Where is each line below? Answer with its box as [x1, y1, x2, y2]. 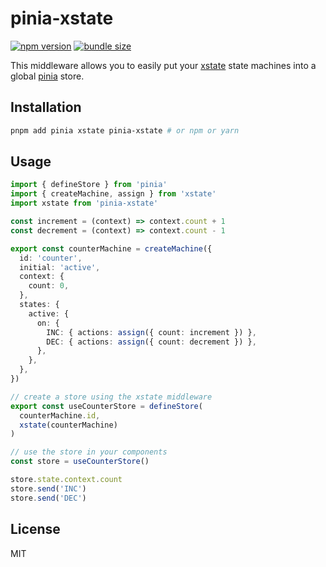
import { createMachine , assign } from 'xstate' [10, 189, 217, 199]
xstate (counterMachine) [19, 420, 118, 430]
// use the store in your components [10, 447, 168, 457]
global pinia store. [10, 70, 85, 82]
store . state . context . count [10, 475, 123, 485]
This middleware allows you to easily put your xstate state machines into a [10, 59, 317, 71]
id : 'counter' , [19, 253, 83, 263]
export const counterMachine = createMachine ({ [10, 243, 213, 254]
